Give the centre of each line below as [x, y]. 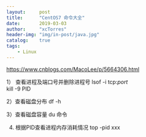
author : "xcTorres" [37, 29]
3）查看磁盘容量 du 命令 [37, 114]
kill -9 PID [19, 89]
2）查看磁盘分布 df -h [34, 101]
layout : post [28, 12]
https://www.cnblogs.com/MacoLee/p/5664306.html [73, 69]
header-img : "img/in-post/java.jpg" [53, 35]
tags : [13, 46]
